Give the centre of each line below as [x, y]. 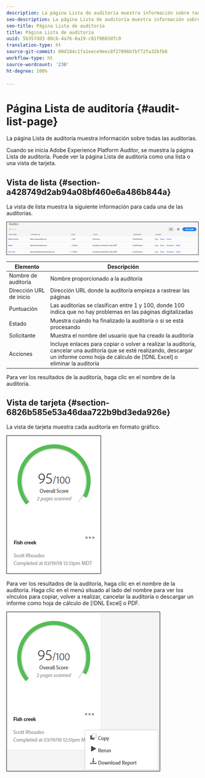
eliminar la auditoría [75, 363]
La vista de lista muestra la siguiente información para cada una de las [95, 207]
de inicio [20, 297]
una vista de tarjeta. [31, 163]
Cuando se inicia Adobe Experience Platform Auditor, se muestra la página [100, 150]
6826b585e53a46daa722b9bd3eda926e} [88, 413]
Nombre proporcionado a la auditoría [96, 279]
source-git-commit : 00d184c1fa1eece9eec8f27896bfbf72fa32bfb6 [87, 52]
